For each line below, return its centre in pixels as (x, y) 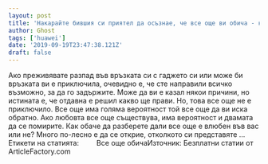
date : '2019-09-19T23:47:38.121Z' (66, 45)
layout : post (30, 16)
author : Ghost (32, 30)
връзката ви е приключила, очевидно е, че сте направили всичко (120, 84)
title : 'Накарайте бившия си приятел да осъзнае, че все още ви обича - (132, 23)
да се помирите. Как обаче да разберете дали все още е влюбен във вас (134, 126)
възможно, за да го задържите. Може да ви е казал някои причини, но (129, 92)
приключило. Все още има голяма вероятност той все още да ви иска (128, 109)
